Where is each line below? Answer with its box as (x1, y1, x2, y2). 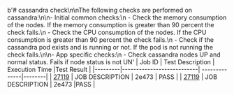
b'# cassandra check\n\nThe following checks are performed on (7, 6, 193, 14)
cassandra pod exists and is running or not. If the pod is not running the (7, 43, 214, 51)
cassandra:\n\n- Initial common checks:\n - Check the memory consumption (7, 13, 227, 22)
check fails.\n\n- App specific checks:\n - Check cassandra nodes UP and (7, 50, 221, 59)
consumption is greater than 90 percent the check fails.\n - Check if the (7, 36, 214, 44)
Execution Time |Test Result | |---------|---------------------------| (7, 66, 200, 73)
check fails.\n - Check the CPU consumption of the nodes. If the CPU (7, 28, 207, 36)
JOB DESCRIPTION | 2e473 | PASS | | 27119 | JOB (74, 73, 218, 81)
